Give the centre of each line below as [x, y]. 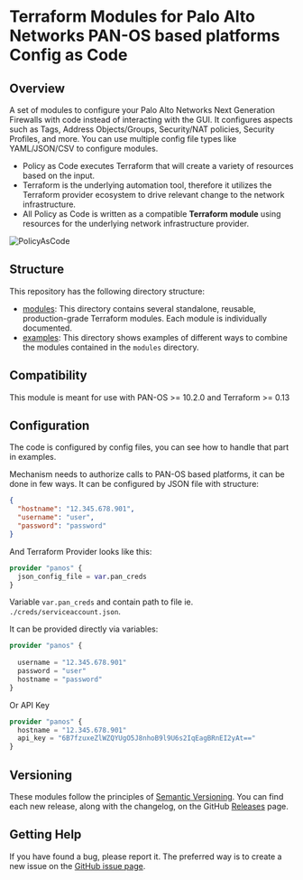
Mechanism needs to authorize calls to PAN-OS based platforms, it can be [147, 474]
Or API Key [29, 705]
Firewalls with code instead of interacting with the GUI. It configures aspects [151, 120]
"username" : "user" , [56, 518]
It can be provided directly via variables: [84, 629]
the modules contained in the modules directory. [111, 347]
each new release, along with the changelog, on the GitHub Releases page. [149, 806]
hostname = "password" [60, 679]
